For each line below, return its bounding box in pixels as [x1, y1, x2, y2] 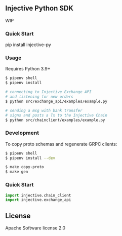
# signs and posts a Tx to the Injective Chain [5, 112, 108, 118]
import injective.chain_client [5, 192, 71, 198]
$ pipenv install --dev [5, 155, 56, 161]
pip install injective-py [5, 42, 52, 48]
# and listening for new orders [5, 94, 73, 99]
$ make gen [5, 169, 28, 174]
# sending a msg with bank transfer [5, 108, 83, 113]
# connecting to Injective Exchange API [5, 90, 92, 95]
